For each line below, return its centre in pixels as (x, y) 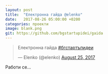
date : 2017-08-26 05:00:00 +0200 (43, 19)
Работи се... (18, 67)
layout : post (19, 10)
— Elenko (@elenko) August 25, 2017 (56, 57)
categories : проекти (27, 24)
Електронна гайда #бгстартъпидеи (56, 48)
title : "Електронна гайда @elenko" (44, 15)
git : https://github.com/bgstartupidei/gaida (54, 33)
